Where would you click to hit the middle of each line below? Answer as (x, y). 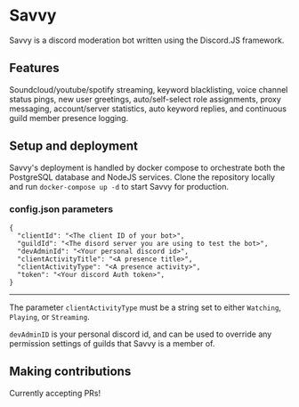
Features (34, 68)
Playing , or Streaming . (50, 316)
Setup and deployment (73, 147)
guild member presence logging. (69, 118)
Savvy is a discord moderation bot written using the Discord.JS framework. (147, 40)
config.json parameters (61, 209)
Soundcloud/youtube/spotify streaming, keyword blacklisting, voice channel (149, 89)
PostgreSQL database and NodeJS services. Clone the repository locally (142, 177)
